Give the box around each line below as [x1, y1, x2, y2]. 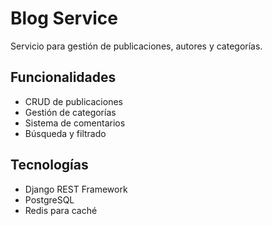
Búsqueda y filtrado [24, 127, 107, 139]
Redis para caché [24, 204, 98, 216]
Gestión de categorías [24, 106, 117, 118]
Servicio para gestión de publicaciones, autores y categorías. [10, 40, 263, 52]
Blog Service [10, 7, 118, 30]
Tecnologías [10, 157, 89, 174]
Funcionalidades [10, 69, 117, 86]
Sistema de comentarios [24, 117, 126, 129]
